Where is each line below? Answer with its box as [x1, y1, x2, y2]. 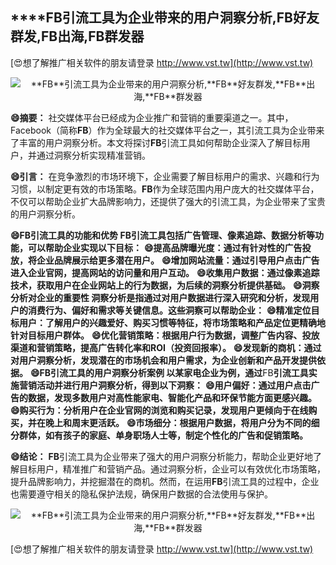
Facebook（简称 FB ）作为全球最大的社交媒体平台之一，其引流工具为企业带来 [10, 124, 325, 136]
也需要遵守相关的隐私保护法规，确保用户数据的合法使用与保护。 [10, 488, 273, 500]
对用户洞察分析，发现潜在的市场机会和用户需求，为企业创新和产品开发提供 [10, 354, 317, 366]
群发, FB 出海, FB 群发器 [10, 28, 145, 45]
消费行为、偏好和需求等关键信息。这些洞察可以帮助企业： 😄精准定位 [27, 304, 312, 316]
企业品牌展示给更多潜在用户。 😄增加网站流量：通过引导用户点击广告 [36, 254, 320, 266]
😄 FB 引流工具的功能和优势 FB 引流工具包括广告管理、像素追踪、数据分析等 [10, 229, 315, 241]
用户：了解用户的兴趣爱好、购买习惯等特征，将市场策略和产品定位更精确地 [18, 316, 326, 328]
